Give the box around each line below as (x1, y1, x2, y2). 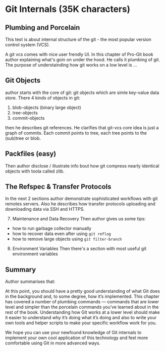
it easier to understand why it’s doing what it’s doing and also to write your (5, 315, 157, 321)
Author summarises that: (5, 278, 55, 284)
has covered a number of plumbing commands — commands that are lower (5, 299, 160, 305)
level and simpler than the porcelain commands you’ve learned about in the (5, 304, 159, 310)
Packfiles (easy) (5, 150, 56, 158)
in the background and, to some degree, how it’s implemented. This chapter (5, 293, 160, 299)
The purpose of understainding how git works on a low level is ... (5, 62, 137, 68)
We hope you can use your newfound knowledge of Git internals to (5, 330, 142, 336)
